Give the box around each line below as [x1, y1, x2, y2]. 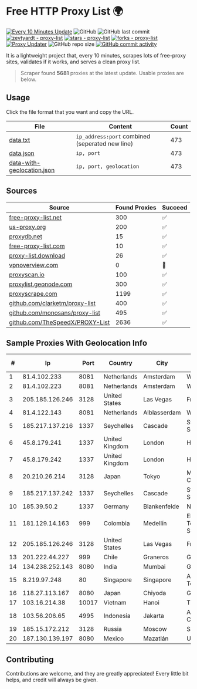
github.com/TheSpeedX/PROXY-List [9, 318, 110, 326]
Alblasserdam [143, 408, 181, 417]
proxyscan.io [9, 271, 45, 279]
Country [108, 359, 133, 367]
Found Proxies [115, 203, 157, 211]
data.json [9, 149, 35, 157]
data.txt [9, 136, 30, 144]
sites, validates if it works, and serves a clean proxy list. [6, 58, 141, 65]
